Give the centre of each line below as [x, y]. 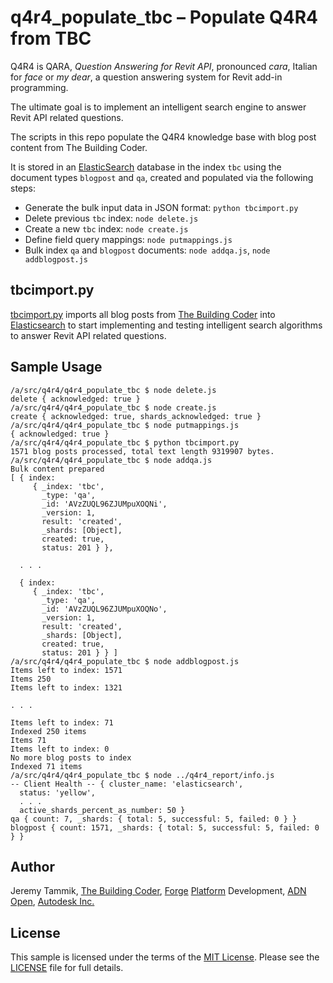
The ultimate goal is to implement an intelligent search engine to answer [158, 107]
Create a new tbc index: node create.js [106, 228]
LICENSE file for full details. [67, 968]
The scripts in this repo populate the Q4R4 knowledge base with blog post [163, 137]
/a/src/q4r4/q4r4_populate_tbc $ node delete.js [113, 390]
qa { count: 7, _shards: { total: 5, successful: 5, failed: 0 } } [154, 819]
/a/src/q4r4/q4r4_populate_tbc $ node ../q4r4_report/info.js [142, 775]
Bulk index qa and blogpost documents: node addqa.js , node [147, 250]
